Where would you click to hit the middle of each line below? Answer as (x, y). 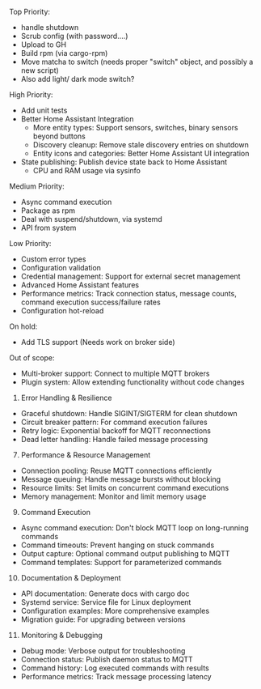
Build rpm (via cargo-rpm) (64, 53)
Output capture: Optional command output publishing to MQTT (125, 553)
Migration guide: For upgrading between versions (103, 619)
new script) (40, 70)
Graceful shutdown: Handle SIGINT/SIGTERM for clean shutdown (129, 413)
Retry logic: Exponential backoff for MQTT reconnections (116, 431)
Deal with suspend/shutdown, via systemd (91, 219)
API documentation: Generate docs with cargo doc (105, 593)
